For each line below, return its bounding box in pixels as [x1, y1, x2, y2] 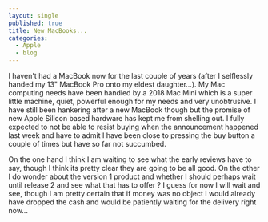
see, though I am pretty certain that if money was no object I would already [8, 189, 256, 198]
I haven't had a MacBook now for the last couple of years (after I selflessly [8, 71, 254, 80]
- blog [15, 49, 38, 57]
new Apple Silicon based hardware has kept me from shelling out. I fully [8, 114, 245, 123]
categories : [8, 34, 48, 42]
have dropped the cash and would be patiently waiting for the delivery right [8, 197, 257, 207]
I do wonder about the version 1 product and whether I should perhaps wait [8, 172, 256, 181]
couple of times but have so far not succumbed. [8, 139, 166, 148]
